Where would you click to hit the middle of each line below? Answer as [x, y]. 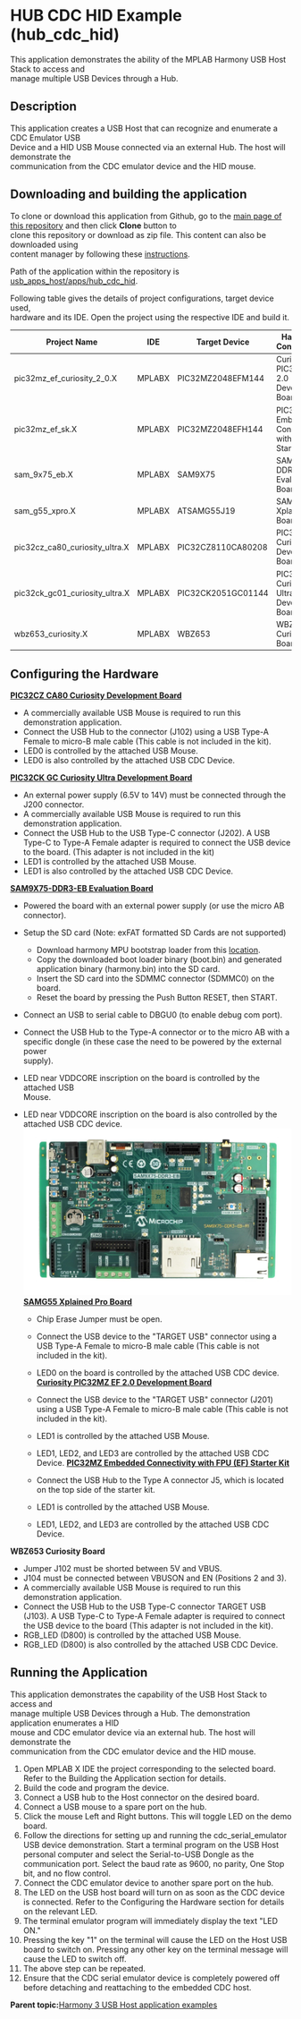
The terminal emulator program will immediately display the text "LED [150, 1921]
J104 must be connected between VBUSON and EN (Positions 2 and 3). [155, 1578]
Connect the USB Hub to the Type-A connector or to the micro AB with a [156, 1032]
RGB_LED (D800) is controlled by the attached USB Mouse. [132, 1635]
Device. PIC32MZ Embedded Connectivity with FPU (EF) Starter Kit [163, 1462]
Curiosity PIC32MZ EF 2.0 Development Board [124, 1382]
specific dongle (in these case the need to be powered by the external [152, 1042]
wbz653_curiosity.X [51, 634]
